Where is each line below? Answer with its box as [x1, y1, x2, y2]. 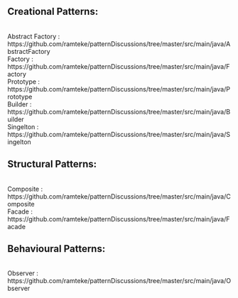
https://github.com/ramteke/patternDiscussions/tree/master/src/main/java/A [7, 39, 231, 48]
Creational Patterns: [7, 6, 99, 18]
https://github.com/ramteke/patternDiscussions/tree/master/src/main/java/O [7, 277, 232, 285]
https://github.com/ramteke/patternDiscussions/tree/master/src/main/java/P [7, 84, 231, 93]
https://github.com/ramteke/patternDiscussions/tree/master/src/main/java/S [7, 130, 231, 138]
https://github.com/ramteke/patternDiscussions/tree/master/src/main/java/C [7, 192, 231, 201]
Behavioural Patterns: [7, 243, 106, 255]
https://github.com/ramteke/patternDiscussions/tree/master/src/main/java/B [7, 107, 231, 116]
